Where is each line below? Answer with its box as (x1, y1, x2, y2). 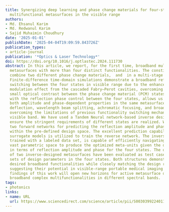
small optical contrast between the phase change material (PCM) (10, 91, 150, 96)
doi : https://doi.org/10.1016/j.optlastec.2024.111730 (5, 59, 123, 64)
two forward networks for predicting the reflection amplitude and (10, 124, 154, 129)
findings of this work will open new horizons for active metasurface (10, 171, 161, 176)
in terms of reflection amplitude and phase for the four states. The (10, 148, 161, 153)
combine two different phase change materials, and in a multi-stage (10, 73, 163, 78)
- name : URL (5, 194, 30, 199)
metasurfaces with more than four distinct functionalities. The (10, 68, 150, 73)
